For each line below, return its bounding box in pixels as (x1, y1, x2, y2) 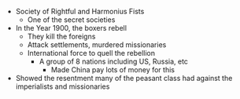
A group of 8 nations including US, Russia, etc (39, 57, 189, 66)
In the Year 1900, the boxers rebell (15, 24, 127, 32)
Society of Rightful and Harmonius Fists (15, 7, 145, 16)
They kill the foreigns (27, 31, 96, 41)
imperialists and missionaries (15, 82, 110, 91)
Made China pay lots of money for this (50, 65, 175, 74)
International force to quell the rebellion (27, 49, 156, 57)
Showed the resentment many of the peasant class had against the (15, 74, 233, 82)
